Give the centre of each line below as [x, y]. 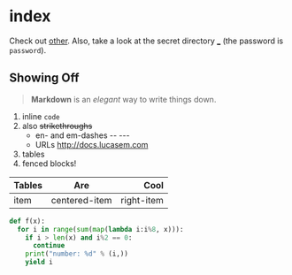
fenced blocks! [49, 163]
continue [49, 246]
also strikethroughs [57, 126]
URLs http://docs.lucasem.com [92, 144]
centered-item [81, 200]
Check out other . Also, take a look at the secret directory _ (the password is [146, 41]
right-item [142, 200]
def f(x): [27, 221]
